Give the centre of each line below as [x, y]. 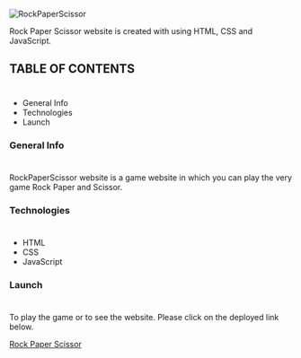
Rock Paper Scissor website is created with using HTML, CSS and [131, 31]
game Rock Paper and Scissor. [66, 187]
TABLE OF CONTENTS [72, 69]
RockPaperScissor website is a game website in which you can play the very [151, 177]
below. [22, 327]
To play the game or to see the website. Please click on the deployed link [144, 317]
